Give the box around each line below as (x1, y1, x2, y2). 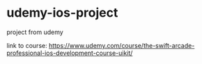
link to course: (6, 41, 47, 49)
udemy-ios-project (6, 5, 118, 21)
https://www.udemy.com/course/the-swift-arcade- (48, 41, 195, 49)
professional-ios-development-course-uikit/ (6, 49, 133, 57)
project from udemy (6, 28, 63, 36)
